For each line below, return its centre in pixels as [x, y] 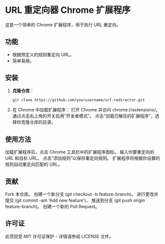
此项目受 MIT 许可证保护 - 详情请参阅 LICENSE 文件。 [59, 236]
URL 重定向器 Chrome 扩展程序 [68, 10]
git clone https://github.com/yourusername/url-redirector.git [79, 100]
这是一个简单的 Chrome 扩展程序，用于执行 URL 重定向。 [63, 25]
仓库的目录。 [42, 122]
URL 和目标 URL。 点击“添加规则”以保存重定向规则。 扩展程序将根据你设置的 [82, 158]
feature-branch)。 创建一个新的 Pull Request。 [52, 207]
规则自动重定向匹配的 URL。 [34, 164]
